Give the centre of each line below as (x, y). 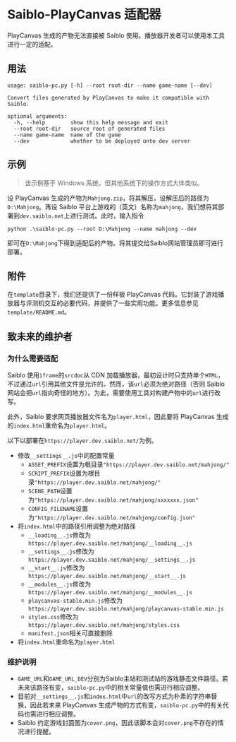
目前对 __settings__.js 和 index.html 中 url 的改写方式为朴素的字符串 (114, 696)
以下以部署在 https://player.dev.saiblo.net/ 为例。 (82, 441)
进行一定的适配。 (32, 44)
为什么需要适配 (33, 358)
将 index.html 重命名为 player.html (66, 642)
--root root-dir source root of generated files (89, 129)
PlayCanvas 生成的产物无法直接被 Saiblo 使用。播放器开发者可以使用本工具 (116, 35)
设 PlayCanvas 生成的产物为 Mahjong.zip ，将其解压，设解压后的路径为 (108, 198)
